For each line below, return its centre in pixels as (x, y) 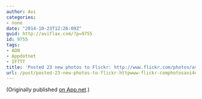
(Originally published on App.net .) (48, 89)
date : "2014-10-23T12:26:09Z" (44, 28)
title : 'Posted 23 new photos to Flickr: (59, 67)
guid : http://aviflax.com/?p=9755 (50, 34)
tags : (13, 45)
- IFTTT (16, 61)
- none (14, 23)
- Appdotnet (21, 56)
